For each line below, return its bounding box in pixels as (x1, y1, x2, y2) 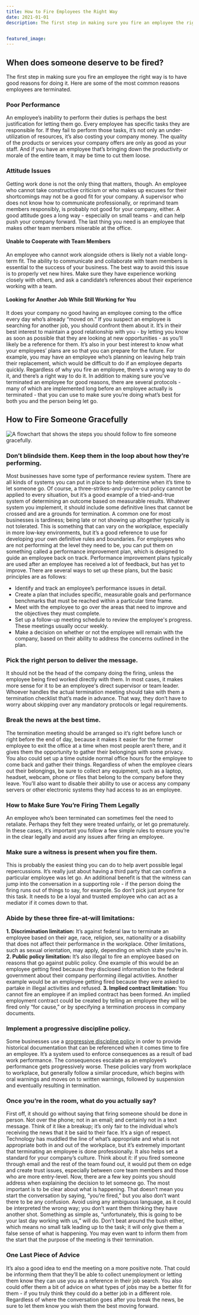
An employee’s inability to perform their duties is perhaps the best (6, 114, 167, 122)
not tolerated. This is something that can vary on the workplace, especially (6, 523, 188, 530)
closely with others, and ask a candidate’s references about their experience (6, 276, 192, 283)
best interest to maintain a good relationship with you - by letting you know (6, 328, 189, 336)
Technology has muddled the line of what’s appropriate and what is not (6, 1135, 179, 1142)
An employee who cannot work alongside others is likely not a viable (6, 251, 174, 258)
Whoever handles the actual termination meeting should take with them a (6, 688, 185, 695)
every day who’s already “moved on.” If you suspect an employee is (6, 315, 171, 323)
